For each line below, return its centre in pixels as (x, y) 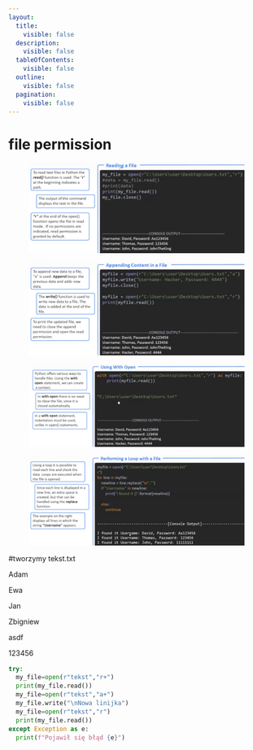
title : (27, 26)
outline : (31, 77)
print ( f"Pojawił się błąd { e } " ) (71, 737)
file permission (60, 144)
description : (38, 43)
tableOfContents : (45, 60)
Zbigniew (24, 621)
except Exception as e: (49, 729)
